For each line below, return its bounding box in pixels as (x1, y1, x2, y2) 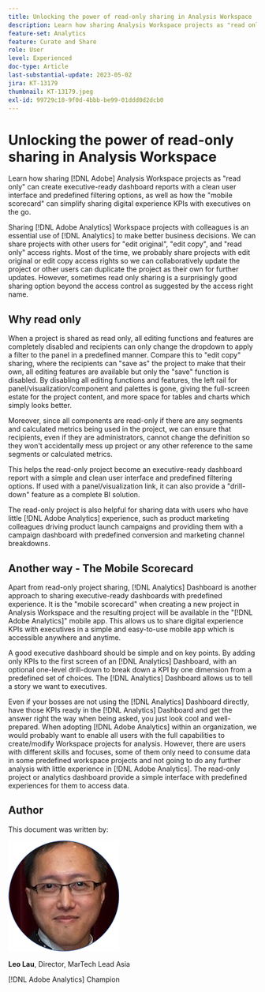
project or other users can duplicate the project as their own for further (8, 264, 239, 274)
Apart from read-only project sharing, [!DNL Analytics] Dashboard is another (8, 582, 257, 592)
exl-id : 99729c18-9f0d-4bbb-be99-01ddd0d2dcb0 (8, 95, 164, 104)
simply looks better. (8, 401, 73, 410)
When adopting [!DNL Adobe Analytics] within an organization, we (42, 722, 257, 732)
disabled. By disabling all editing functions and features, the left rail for (8, 376, 238, 385)
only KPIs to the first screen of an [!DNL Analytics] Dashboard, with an (8, 656, 237, 666)
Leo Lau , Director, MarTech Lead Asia (8, 959, 130, 968)
